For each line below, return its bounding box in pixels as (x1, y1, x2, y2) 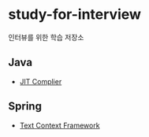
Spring (8, 100, 42, 113)
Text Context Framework (19, 120, 100, 130)
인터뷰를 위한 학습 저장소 (8, 32, 84, 42)
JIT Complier (19, 76, 62, 86)
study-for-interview (8, 6, 142, 24)
